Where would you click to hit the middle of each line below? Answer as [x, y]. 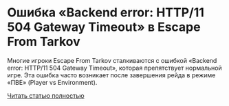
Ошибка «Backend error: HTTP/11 [106, 13]
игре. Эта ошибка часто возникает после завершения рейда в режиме [111, 75]
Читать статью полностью [46, 95]
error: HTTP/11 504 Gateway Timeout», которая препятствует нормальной [115, 68]
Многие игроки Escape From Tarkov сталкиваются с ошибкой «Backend [112, 60]
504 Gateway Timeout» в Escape [104, 27]
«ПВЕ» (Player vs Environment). [52, 82]
